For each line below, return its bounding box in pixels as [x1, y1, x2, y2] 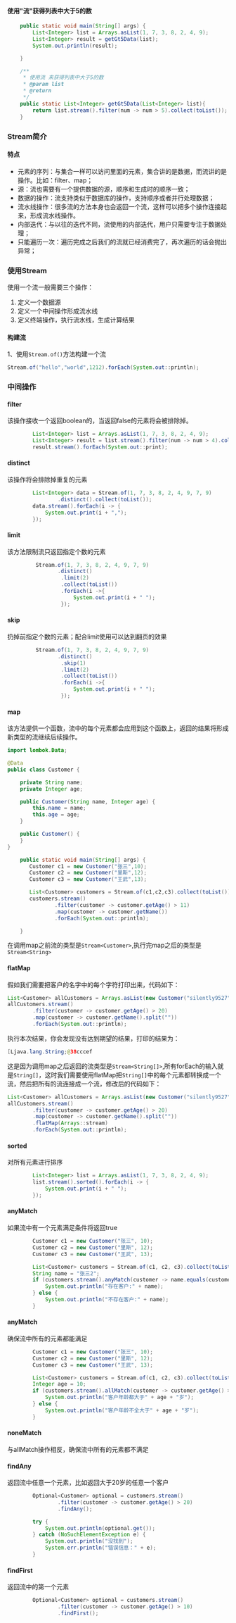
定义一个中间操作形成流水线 [17, 307, 98, 315]
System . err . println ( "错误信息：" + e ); [44, 1544, 157, 1552]
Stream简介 [7, 131, 48, 141]
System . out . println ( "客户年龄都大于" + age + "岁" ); [44, 1394, 195, 1401]
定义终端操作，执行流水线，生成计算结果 [17, 315, 135, 324]
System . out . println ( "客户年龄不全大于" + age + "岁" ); [44, 1407, 199, 1414]
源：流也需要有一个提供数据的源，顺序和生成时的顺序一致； [17, 184, 190, 193]
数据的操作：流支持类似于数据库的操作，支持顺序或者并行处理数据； [17, 194, 215, 202]
